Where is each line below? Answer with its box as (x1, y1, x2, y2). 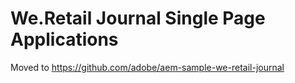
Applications (10, 28, 119, 51)
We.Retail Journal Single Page (10, 7, 266, 30)
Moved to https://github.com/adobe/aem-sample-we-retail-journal (10, 61, 285, 73)
